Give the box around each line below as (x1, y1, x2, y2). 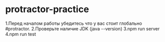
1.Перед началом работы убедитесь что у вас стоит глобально (5, 20, 143, 26)
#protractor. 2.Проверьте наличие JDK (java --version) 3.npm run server (5, 25, 160, 31)
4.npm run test (5, 31, 36, 37)
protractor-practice (5, 4, 89, 15)
